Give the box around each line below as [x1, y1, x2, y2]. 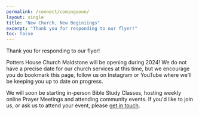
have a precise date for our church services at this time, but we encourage [6, 65, 190, 72]
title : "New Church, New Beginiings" [6, 20, 100, 26]
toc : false [6, 31, 33, 37]
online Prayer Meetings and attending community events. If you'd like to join [6, 96, 193, 103]
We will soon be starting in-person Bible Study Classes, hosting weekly [6, 89, 182, 97]
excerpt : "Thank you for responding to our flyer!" [6, 25, 137, 32]
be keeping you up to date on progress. [6, 78, 103, 85]
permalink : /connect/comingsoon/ [6, 8, 90, 15]
